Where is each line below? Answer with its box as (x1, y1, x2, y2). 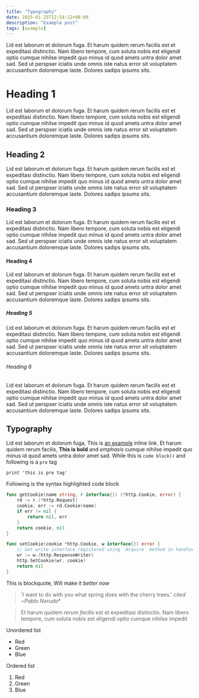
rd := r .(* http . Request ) (17, 498, 78, 503)
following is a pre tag (6, 458, 57, 466)
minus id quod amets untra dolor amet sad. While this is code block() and (6, 452, 185, 460)
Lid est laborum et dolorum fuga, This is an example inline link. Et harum (6, 439, 182, 447)
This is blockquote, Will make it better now (6, 579, 110, 587)
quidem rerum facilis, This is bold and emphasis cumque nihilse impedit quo (6, 446, 192, 453)
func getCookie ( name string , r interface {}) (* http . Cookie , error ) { (6, 492, 182, 498)
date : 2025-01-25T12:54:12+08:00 (6, 14, 89, 20)
